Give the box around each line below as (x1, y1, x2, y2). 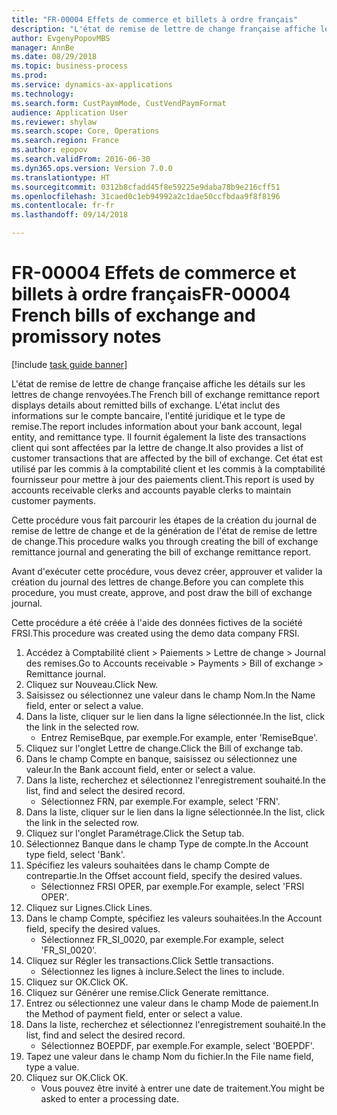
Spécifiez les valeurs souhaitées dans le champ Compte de (25, 859, 270, 871)
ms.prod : (11, 71, 48, 81)
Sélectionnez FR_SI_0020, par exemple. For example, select (40, 933, 284, 945)
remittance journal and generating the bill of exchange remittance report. (11, 546, 312, 558)
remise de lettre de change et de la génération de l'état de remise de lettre (11, 524, 318, 536)
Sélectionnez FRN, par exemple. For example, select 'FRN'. (40, 795, 281, 807)
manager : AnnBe (11, 42, 75, 53)
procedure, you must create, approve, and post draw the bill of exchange (11, 586, 313, 598)
